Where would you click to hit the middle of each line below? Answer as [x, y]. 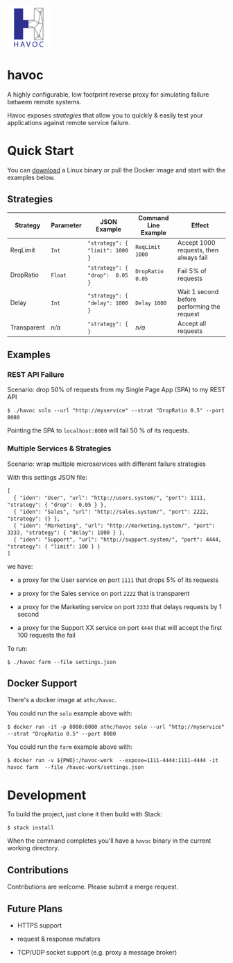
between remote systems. [44, 102]
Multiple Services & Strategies [59, 448]
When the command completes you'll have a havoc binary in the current [109, 841]
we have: [20, 566]
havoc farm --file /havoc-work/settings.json [76, 768]
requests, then [198, 250]
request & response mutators [59, 939]
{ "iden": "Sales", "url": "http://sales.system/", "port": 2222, [111, 512]
